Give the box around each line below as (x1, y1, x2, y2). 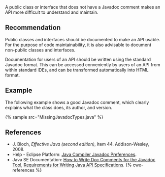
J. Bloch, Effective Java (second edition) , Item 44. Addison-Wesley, (12, 141, 149, 147)
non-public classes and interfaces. (5, 47, 75, 53)
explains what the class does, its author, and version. (5, 104, 112, 110)
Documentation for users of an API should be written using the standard (5, 56, 151, 62)
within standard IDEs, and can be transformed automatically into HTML (5, 67, 149, 73)
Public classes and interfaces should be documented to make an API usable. (5, 36, 161, 42)
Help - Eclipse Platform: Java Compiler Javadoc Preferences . (12, 152, 137, 157)
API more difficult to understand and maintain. (5, 9, 99, 15)
